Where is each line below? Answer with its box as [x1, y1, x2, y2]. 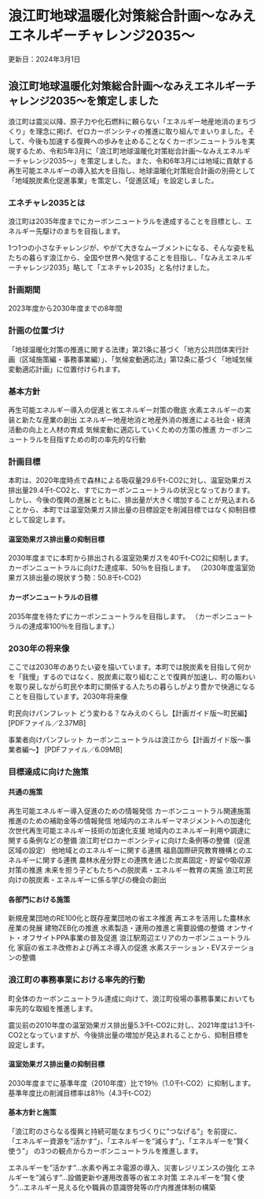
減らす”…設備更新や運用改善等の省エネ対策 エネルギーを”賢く [38, 1172, 238, 1182]
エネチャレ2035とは [8, 197, 86, 208]
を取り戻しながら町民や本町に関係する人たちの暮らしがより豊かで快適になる [8, 682, 256, 691]
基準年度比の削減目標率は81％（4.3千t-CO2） [8, 1088, 156, 1098]
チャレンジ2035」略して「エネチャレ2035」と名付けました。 [14, 263, 214, 272]
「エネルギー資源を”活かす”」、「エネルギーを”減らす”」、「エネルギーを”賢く [8, 1136, 251, 1146]
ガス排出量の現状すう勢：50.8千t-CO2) [14, 573, 141, 583]
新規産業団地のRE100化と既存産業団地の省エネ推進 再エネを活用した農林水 [8, 914, 251, 923]
